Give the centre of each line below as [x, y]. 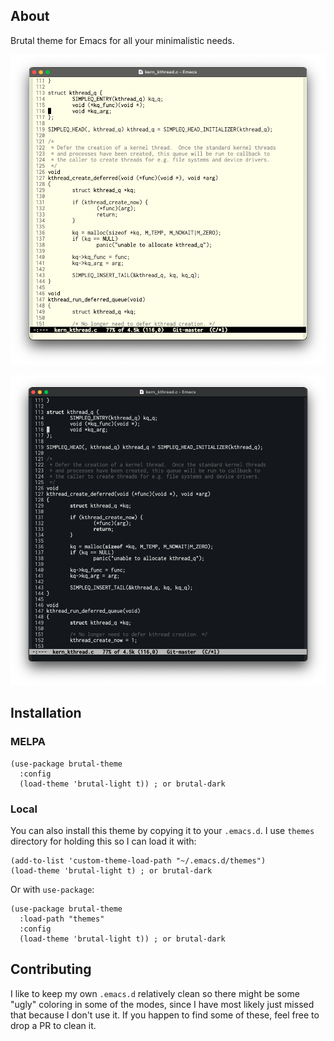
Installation [46, 713]
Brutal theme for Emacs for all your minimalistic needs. [122, 40]
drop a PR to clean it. [53, 1025]
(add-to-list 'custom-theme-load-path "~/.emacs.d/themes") [138, 860]
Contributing [51, 969]
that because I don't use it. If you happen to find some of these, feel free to [165, 1015]
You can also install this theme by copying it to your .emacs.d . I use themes [162, 830]
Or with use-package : [52, 889]
